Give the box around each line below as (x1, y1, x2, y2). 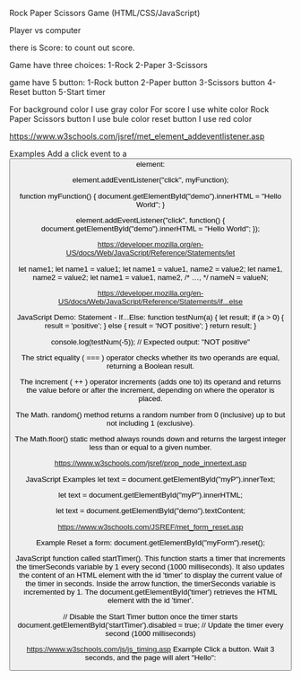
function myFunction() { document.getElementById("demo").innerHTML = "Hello (19, 191, 282, 201)
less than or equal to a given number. (89, 442, 212, 452)
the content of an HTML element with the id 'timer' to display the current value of (19, 571, 282, 580)
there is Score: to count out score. (9, 42, 135, 53)
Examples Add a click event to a (9, 148, 127, 159)
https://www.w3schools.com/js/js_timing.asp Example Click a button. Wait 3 (26, 644, 275, 654)
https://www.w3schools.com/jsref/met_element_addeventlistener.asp (9, 131, 265, 142)
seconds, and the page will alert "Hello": (84, 652, 217, 662)
